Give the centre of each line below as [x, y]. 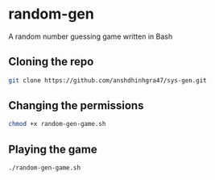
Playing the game [53, 149]
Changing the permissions [76, 106]
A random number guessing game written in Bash [91, 36]
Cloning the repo [51, 62]
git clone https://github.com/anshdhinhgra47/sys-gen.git [107, 80]
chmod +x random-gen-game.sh [57, 124]
